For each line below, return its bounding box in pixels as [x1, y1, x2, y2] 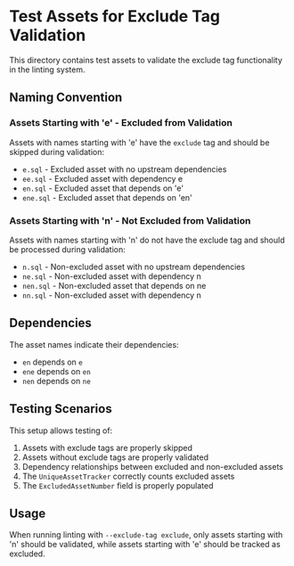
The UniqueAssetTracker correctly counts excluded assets [21, 471, 235, 481]
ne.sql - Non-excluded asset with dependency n [21, 270, 202, 282]
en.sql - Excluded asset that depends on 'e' [21, 183, 184, 193]
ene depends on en [21, 365, 91, 376]
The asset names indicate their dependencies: [9, 339, 180, 349]
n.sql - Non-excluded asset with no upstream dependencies [21, 261, 246, 272]
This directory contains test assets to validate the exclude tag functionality [9, 54, 283, 65]
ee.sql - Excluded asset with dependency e [21, 173, 184, 184]
